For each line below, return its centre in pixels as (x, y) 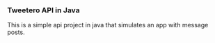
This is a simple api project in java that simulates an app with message (108, 25)
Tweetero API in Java (43, 10)
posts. (16, 32)
